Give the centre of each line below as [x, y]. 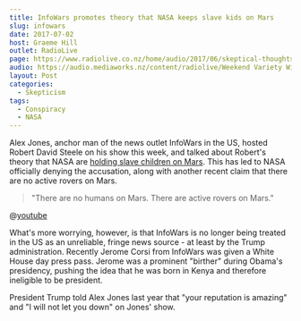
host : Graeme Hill [43, 42]
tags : [19, 101]
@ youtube [28, 215]
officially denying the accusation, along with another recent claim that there [149, 172]
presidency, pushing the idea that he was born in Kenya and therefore [138, 271]
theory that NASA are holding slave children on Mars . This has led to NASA [147, 162]
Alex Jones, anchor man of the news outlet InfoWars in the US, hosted [138, 143]
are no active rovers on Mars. [64, 181]
